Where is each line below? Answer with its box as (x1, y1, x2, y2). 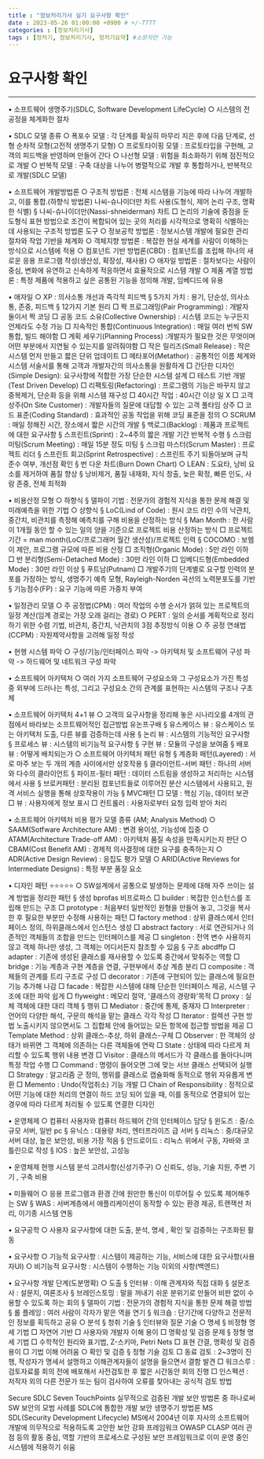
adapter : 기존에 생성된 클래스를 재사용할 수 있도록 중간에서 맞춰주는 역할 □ (8, 952, 240, 961)
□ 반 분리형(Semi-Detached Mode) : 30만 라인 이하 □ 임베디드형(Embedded (8, 555, 250, 564)
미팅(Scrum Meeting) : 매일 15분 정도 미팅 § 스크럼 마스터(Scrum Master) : (8, 439, 241, 449)
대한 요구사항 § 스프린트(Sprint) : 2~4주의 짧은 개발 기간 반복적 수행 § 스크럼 (16, 430, 252, 439)
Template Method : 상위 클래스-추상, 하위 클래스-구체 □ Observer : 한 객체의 (8, 1031, 247, 1040)
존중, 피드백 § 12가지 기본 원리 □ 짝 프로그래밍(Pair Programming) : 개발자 (18, 302, 249, 311)
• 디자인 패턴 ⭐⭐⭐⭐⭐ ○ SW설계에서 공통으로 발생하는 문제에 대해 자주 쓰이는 (8, 881, 246, 891)
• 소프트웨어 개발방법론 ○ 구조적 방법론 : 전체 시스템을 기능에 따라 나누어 (8, 187, 232, 197)
